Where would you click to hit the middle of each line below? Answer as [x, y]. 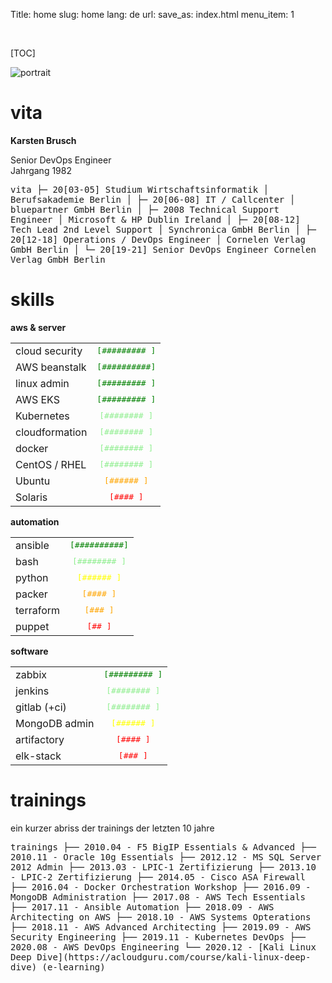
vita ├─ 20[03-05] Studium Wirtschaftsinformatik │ [140, 189]
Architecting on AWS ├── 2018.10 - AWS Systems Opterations [161, 917]
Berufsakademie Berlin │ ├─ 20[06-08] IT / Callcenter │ [153, 199]
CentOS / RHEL [51, 464]
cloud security [49, 351]
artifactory [40, 739]
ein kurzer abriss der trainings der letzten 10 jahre [112, 828]
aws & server [38, 327]
